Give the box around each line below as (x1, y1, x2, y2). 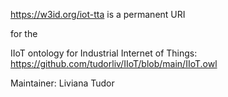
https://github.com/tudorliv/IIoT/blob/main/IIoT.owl (10, 58, 218, 69)
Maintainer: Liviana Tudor (10, 77, 115, 89)
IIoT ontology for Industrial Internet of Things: (10, 47, 198, 59)
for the (10, 28, 38, 39)
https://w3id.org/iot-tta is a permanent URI (10, 9, 186, 20)
